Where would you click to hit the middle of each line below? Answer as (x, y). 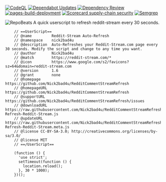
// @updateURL (28, 119)
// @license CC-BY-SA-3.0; (42, 131)
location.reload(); (43, 166)
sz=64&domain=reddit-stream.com (38, 66)
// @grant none (37, 75)
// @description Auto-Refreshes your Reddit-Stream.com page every (86, 45)
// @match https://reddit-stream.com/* (63, 58)
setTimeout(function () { (45, 162)
